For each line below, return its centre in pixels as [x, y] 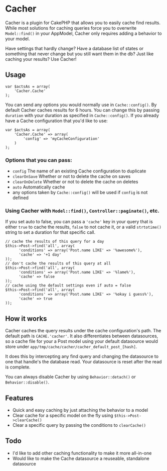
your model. [18, 39]
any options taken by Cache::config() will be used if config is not [80, 193]
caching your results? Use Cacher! [41, 59]
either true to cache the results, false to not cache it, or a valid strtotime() [83, 227]
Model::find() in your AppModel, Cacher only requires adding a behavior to [83, 33]
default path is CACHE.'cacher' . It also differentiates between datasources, [82, 336]
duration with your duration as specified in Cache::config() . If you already [82, 115]
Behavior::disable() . [27, 382]
